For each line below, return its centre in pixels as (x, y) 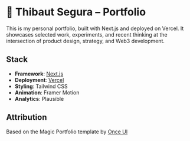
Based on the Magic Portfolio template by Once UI (67, 132)
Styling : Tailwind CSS (41, 86)
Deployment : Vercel (39, 80)
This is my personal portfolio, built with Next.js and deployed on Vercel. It (95, 28)
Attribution (27, 117)
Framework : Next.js (39, 74)
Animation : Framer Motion (47, 92)
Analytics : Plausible (39, 99)
